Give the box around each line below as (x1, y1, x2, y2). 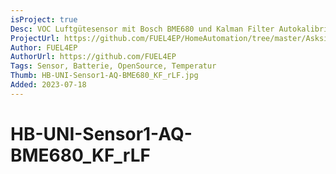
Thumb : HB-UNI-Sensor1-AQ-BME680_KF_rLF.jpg (10, 71, 199, 81)
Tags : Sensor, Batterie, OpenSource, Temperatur (10, 61, 217, 71)
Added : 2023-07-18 (10, 80, 87, 90)
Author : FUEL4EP (10, 42, 78, 53)
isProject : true (10, 14, 78, 25)
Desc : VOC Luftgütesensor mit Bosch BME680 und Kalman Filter (10, 24, 275, 34)
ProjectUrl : (10, 33, 60, 43)
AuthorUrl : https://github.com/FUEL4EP (10, 52, 177, 62)
